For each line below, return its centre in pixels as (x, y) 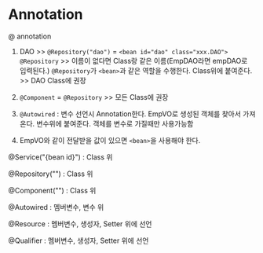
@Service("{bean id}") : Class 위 (60, 157)
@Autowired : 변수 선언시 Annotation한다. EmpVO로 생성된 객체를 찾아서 (130, 114)
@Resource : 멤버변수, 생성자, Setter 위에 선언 (80, 224)
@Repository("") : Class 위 (51, 174)
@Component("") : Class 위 (52, 190)
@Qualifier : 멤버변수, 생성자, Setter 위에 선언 (79, 240)
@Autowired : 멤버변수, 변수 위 (56, 207)
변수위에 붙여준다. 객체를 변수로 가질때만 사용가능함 (115, 123)
